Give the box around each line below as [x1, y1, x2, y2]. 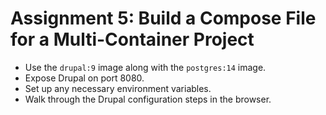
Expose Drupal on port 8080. [24, 72, 145, 84]
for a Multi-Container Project [10, 28, 255, 51]
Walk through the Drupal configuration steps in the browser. [24, 93, 272, 105]
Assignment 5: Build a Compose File [10, 7, 317, 30]
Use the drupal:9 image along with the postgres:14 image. [24, 61, 267, 73]
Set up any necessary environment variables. [24, 82, 212, 94]
